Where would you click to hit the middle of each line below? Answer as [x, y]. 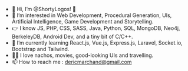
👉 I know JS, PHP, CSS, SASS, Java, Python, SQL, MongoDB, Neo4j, [96, 28]
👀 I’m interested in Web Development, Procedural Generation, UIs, [92, 15]
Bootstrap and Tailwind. [40, 49]
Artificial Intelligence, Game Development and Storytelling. [83, 21]
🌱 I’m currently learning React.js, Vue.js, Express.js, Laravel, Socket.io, [97, 43]
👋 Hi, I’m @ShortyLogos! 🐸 [44, 9]
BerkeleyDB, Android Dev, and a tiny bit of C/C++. [72, 36]
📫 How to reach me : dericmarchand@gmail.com [72, 62]
